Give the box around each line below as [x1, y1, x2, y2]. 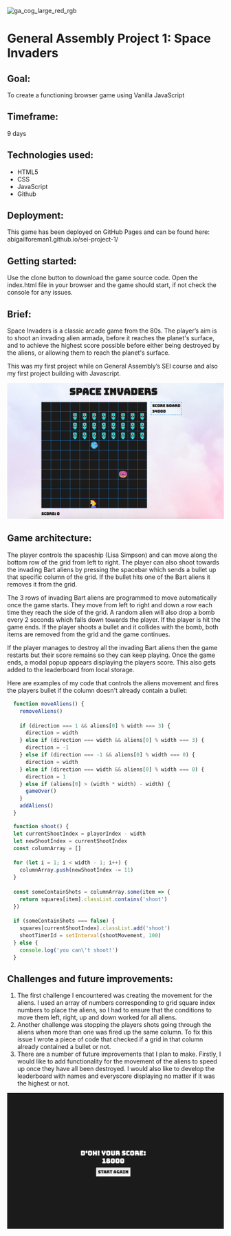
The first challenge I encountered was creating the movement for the [16, 991, 212, 1000]
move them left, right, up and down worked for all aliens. [16, 1013, 177, 1021]
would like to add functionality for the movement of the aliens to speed [16, 1057, 218, 1066]
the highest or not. [16, 1079, 70, 1088]
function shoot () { [13, 823, 69, 830]
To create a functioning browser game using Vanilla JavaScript [7, 91, 185, 99]
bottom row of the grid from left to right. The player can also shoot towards [7, 558, 220, 566]
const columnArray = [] [13, 845, 81, 852]
